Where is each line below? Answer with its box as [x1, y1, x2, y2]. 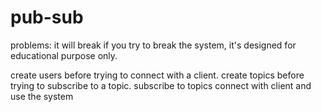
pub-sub [10, 6, 84, 29]
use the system [10, 90, 74, 102]
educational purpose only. [10, 49, 118, 61]
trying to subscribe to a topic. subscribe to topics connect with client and [10, 79, 312, 91]
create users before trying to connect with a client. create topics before [10, 69, 305, 81]
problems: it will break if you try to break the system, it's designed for [10, 39, 297, 51]
